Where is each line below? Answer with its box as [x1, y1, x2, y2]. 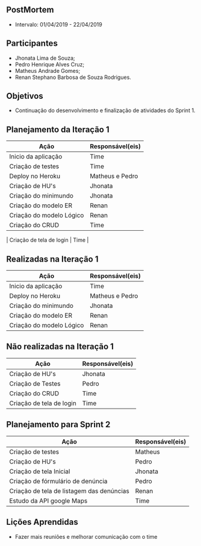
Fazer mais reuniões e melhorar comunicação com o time [14, 533, 158, 540]
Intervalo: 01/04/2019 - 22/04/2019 [14, 20, 102, 28]
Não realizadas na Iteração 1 [6, 342, 114, 352]
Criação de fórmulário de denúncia [9, 477, 108, 485]
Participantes [6, 39, 58, 49]
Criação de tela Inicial [9, 467, 70, 475]
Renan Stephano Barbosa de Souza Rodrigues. [14, 74, 131, 81]
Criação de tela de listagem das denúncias [9, 486, 129, 495]
